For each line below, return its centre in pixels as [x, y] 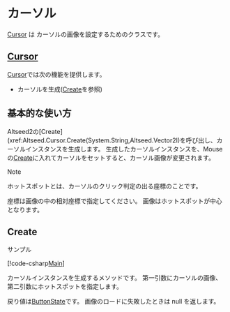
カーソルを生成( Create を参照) [60, 89]
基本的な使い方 [39, 113]
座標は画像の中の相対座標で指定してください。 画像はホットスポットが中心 [115, 201]
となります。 [25, 209]
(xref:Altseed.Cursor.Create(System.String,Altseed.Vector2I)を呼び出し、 [112, 140]
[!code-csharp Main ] [36, 263]
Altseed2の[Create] [35, 131]
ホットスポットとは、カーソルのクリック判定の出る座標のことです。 [105, 186]
